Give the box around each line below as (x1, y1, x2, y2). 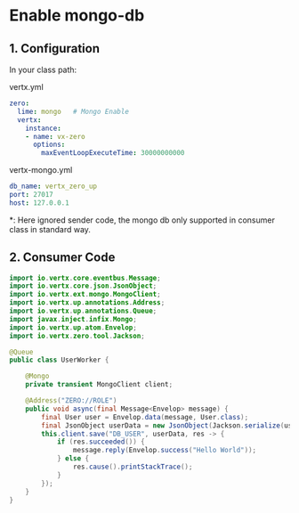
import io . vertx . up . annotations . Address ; (9, 298, 166, 307)
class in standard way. (9, 224, 92, 234)
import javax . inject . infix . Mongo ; (9, 314, 138, 323)
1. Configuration (9, 41, 101, 56)
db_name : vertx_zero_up (9, 182, 98, 191)
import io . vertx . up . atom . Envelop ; (9, 322, 138, 332)
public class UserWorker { (9, 355, 109, 365)
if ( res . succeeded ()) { (56, 437, 145, 446)
